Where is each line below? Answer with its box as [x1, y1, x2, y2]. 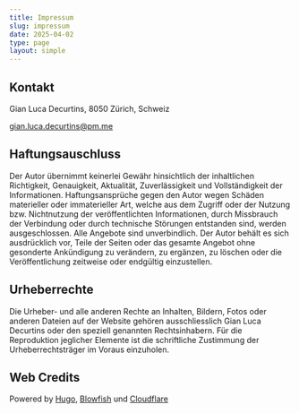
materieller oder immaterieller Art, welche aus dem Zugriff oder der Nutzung [9, 199, 291, 210]
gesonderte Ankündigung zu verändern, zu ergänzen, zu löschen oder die [9, 246, 282, 257]
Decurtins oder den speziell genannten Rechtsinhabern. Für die [9, 324, 243, 336]
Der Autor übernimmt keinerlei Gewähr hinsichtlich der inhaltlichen [9, 170, 255, 181]
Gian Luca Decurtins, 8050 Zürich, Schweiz [9, 103, 170, 114]
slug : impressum [9, 22, 70, 30]
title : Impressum [9, 13, 74, 22]
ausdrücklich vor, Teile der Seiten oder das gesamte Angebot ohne [9, 237, 256, 247]
